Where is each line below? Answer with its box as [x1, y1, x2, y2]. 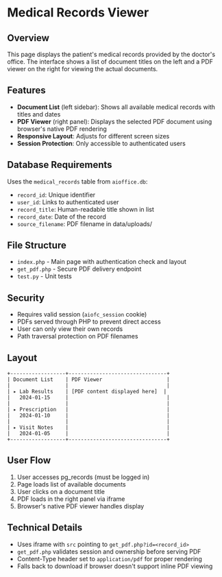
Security [7, 292, 45, 304]
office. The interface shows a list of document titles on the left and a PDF [7, 58, 214, 66]
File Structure [7, 240, 66, 251]
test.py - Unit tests [16, 272, 72, 280]
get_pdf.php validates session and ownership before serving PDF [16, 547, 201, 556]
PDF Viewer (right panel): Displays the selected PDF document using [16, 117, 212, 125]
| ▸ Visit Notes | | [7, 424, 170, 431]
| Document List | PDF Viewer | [7, 376, 170, 383]
